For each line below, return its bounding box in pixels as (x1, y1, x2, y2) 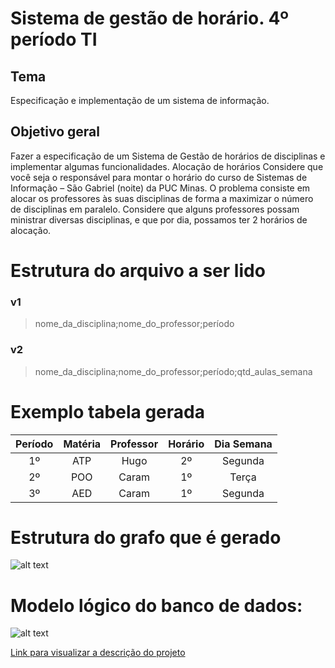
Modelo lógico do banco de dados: (10, 594, 303, 617)
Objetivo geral (10, 123, 100, 141)
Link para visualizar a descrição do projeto (10, 647, 186, 659)
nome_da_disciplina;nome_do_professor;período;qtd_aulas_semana (34, 365, 313, 377)
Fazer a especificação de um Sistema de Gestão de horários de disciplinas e (10, 150, 326, 162)
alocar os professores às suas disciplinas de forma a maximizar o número (10, 192, 314, 204)
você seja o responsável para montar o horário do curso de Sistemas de (10, 171, 308, 183)
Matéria (63, 437, 102, 451)
